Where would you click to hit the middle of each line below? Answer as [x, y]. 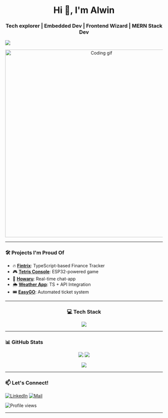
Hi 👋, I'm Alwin [84, 10]
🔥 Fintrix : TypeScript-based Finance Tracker [58, 265]
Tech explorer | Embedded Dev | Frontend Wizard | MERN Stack [84, 26]
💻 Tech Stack [84, 311]
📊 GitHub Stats [24, 342]
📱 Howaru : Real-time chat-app [44, 279]
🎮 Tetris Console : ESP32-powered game [55, 271]
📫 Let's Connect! [27, 383]
